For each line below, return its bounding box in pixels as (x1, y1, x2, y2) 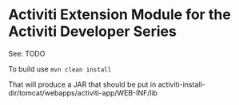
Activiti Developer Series (8, 22, 177, 41)
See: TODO (8, 49, 46, 58)
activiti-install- (157, 80, 205, 89)
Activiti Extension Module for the (8, 6, 232, 24)
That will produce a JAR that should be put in (8, 80, 157, 89)
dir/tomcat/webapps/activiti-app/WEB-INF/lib (8, 87, 158, 97)
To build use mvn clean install (8, 64, 112, 73)
